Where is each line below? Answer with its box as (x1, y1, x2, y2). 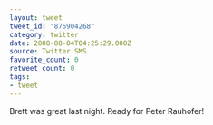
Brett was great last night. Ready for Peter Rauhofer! (9, 105, 205, 116)
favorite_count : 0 (9, 55, 79, 64)
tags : (9, 72, 30, 82)
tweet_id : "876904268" (9, 22, 95, 31)
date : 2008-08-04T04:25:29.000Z (9, 38, 131, 48)
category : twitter (9, 30, 79, 39)
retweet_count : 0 (9, 64, 75, 73)
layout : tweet (9, 13, 63, 23)
